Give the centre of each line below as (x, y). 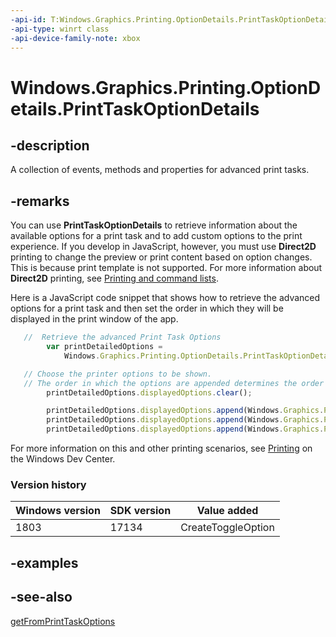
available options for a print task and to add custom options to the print (156, 236)
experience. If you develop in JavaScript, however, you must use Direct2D (163, 247)
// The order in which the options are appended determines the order (174, 383)
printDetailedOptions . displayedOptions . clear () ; (149, 392)
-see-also (41, 597)
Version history (48, 484)
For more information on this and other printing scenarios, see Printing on (161, 448)
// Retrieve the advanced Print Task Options (122, 337)
